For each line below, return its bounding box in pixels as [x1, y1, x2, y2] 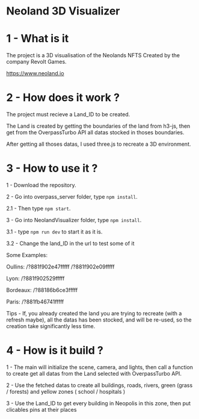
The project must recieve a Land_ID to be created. [6, 111, 130, 118]
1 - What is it [6, 32, 69, 46]
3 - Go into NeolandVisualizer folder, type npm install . [6, 217, 142, 223]
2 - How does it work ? [6, 91, 120, 105]
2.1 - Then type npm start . [6, 205, 71, 212]
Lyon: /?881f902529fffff [6, 275, 65, 282]
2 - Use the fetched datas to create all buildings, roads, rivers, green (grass [6, 381, 193, 389]
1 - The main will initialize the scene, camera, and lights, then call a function [6, 363, 194, 371]
